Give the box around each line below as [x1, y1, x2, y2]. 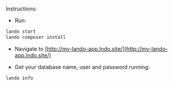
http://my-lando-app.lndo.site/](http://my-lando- [47, 45, 169, 52]
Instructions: [5, 5, 37, 12]
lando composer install [5, 34, 66, 40]
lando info [5, 75, 33, 81]
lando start [5, 28, 36, 35]
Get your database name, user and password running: [14, 63, 150, 70]
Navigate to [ [14, 45, 47, 52]
